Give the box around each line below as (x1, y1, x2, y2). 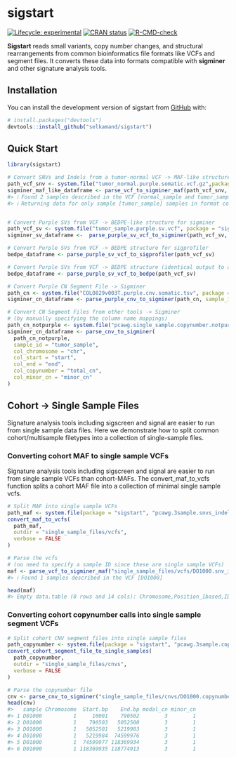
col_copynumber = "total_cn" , (13, 367, 102, 375)
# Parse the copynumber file (7, 686, 93, 693)
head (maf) (7, 587, 37, 594)
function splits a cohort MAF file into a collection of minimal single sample (7, 481, 221, 490)
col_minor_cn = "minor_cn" (13, 374, 93, 381)
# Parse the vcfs (7, 554, 58, 562)
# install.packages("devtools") (7, 117, 102, 124)
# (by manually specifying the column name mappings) (7, 315, 169, 322)
